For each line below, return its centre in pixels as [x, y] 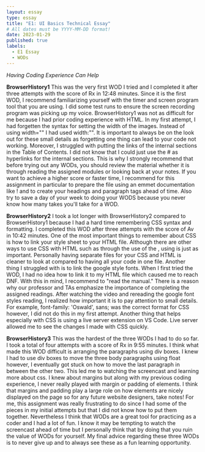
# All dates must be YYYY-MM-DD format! [59, 29]
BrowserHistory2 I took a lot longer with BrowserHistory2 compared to [96, 216]
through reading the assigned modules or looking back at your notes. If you [101, 171]
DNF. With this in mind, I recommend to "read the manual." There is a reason [102, 281]
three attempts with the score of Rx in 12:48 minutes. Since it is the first [96, 93]
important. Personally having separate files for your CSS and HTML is [94, 255]
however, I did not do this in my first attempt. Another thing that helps [94, 314]
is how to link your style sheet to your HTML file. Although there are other [99, 242]
